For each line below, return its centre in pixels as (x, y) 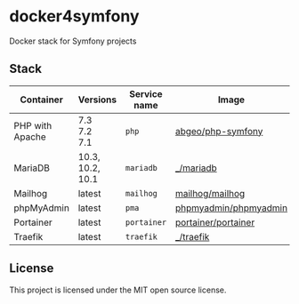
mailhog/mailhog (210, 193)
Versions (97, 100)
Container (42, 100)
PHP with (33, 125)
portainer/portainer (215, 222)
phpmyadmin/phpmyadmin (231, 208)
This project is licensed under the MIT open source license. (118, 290)
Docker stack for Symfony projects (73, 41)
